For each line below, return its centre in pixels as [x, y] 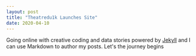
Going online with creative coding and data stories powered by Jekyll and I [98, 40]
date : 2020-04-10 [28, 23]
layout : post [22, 12]
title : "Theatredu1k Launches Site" [52, 17]
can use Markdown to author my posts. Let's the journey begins [85, 46]
